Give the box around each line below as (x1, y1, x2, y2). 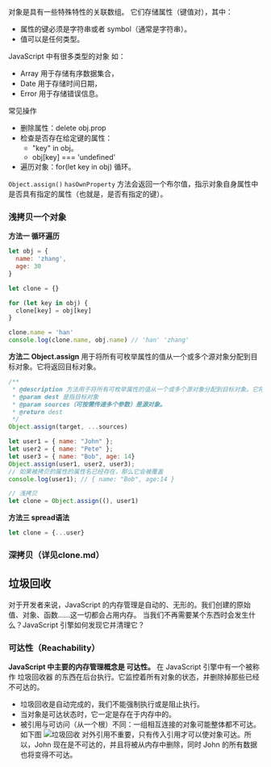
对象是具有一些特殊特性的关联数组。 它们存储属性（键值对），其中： (8, 7, 233, 16)
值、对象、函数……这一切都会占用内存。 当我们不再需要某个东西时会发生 (8, 610, 249, 619)
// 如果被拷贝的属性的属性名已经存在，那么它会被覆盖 (8, 467, 164, 476)
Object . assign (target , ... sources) (8, 423, 128, 431)
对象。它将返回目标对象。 (15, 362, 101, 371)
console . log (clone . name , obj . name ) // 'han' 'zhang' (8, 336, 190, 345)
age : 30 (15, 262, 42, 270)
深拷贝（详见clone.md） (8, 549, 105, 560)
